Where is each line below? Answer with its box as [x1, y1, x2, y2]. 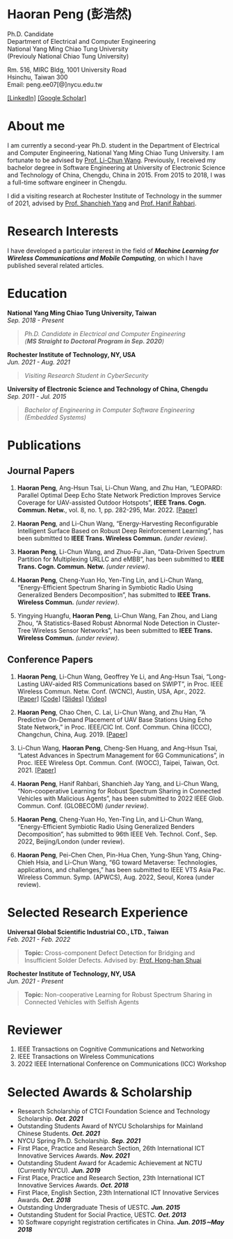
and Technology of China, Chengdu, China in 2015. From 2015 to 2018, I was [7, 171, 226, 179]
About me [7, 118, 65, 134]
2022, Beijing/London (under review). [17, 837, 125, 846]
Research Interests [7, 223, 119, 239]
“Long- [206, 672, 227, 681]
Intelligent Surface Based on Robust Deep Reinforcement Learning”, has [17, 526, 224, 535]
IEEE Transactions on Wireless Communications [17, 1052, 154, 1061]
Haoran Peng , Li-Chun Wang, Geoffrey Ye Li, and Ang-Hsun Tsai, [17, 672, 205, 681]
